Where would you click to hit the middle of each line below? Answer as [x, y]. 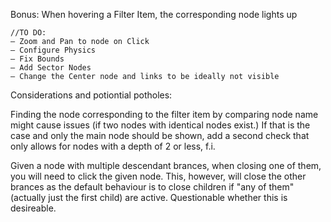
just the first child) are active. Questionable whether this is [168, 197]
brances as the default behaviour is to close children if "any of [138, 187]
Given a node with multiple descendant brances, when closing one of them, [166, 165]
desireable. [33, 208]
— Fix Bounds [37, 59]
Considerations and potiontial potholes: [91, 95]
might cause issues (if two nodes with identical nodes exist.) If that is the [160, 125]
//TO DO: [28, 33]
